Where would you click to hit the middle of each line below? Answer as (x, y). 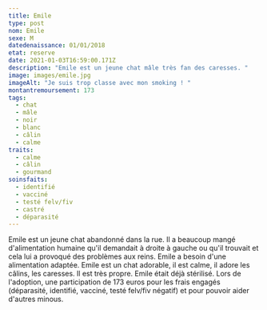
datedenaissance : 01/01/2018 (57, 46)
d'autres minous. (36, 299)
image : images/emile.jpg (50, 75)
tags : (17, 98)
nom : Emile (26, 30)
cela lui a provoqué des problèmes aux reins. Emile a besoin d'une (117, 256)
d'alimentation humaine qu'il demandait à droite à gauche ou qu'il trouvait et (133, 248)
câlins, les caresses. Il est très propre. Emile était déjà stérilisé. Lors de (125, 274)
